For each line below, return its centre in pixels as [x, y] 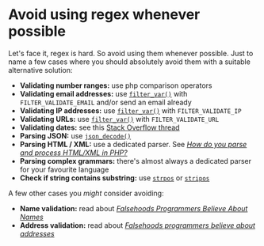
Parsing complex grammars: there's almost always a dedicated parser [136, 161]
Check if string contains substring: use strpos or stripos [115, 178]
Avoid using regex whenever [104, 15]
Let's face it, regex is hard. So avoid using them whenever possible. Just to [131, 53]
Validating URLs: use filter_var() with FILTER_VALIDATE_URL [119, 119]
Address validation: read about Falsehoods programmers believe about [138, 225]
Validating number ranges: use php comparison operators [116, 85]
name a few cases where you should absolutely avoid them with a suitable [130, 62]
